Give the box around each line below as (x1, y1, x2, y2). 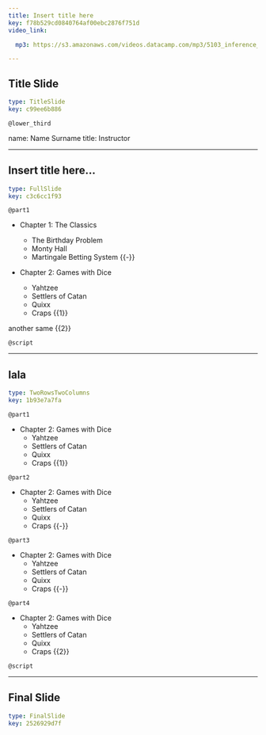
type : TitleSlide (8, 98, 66, 106)
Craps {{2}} (31, 646, 70, 656)
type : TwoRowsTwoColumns (8, 389, 90, 397)
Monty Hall (31, 244, 67, 253)
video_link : (8, 26, 47, 34)
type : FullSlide (8, 185, 62, 192)
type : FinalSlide (8, 712, 66, 720)
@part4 (8, 599, 30, 607)
